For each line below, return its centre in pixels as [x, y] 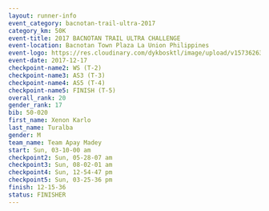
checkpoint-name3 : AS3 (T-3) [57, 75]
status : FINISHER [37, 195]
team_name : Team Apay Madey [55, 142]
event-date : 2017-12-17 [48, 61]
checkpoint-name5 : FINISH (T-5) [62, 90]
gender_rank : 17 [35, 105]
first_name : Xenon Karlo [50, 120]
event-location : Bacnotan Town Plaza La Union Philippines [109, 46]
